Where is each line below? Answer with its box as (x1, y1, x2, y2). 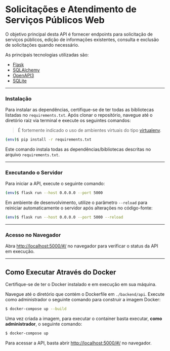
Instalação (5, 95, 32, 102)
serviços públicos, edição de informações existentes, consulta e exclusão (5, 37, 159, 43)
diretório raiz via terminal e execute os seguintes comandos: (5, 118, 131, 124)
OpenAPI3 (12, 72, 34, 78)
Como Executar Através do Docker (5, 268, 116, 276)
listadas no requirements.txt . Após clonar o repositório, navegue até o (5, 112, 153, 118)
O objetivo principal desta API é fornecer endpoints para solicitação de (5, 31, 153, 37)
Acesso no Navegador (5, 232, 61, 239)
